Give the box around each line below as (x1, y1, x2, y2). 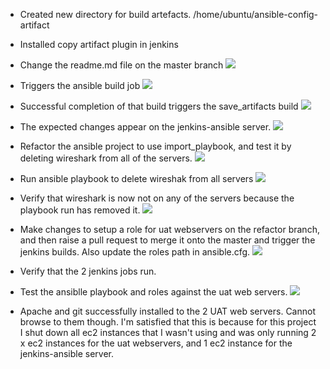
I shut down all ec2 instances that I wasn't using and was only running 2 (19, 327, 317, 338)
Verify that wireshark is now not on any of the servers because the (19, 192, 295, 204)
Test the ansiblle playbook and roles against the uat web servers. (19, 286, 288, 298)
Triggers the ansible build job (19, 80, 141, 91)
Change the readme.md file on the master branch (19, 59, 224, 71)
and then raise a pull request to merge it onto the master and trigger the (19, 234, 316, 246)
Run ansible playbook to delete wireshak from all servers (19, 173, 254, 184)
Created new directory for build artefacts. (19, 9, 192, 20)
